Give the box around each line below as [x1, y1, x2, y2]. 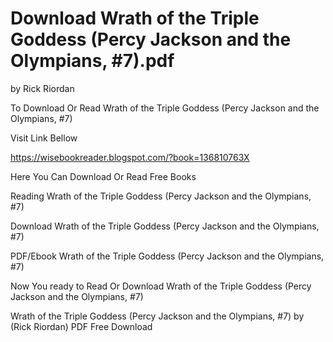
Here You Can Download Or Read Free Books [10, 170, 197, 182]
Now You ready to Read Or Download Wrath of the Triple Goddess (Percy [10, 280, 312, 292]
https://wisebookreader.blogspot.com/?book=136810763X [10, 151, 250, 163]
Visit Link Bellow [10, 132, 78, 144]
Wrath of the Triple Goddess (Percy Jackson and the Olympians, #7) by [10, 310, 305, 322]
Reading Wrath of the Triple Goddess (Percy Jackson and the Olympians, [10, 190, 312, 202]
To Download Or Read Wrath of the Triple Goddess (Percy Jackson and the [10, 102, 320, 114]
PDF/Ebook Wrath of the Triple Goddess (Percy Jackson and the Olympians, [10, 250, 325, 262]
